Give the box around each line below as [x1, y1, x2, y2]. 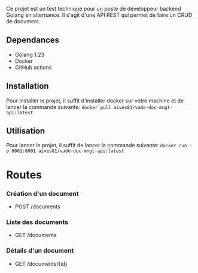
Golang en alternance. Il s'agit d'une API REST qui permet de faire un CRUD [6, 11, 193, 19]
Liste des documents [6, 218, 69, 226]
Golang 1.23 [14, 51, 45, 58]
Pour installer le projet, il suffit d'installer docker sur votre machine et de [6, 97, 184, 104]
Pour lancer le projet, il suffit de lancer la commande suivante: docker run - [6, 142, 193, 149]
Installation [6, 81, 49, 92]
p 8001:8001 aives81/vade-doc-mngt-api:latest [6, 148, 124, 154]
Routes [6, 168, 42, 181]
